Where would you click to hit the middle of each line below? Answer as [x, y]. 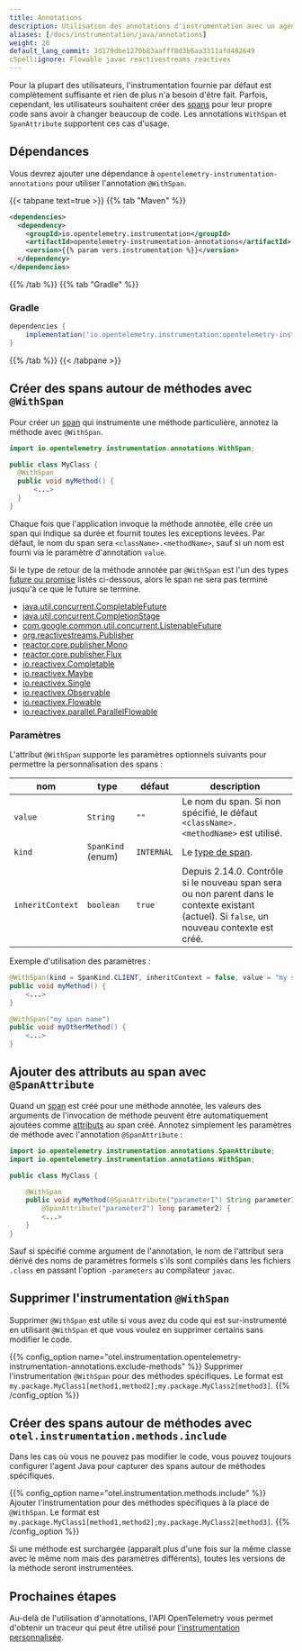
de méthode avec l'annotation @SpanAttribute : [96, 1134]
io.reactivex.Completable [68, 664]
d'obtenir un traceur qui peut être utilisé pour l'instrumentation [125, 1628]
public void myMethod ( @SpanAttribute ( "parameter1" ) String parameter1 [160, 1200]
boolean [103, 905]
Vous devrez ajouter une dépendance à [82, 173]
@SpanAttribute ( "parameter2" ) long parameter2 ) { [136, 1209]
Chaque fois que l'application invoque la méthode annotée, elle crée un [141, 523]
